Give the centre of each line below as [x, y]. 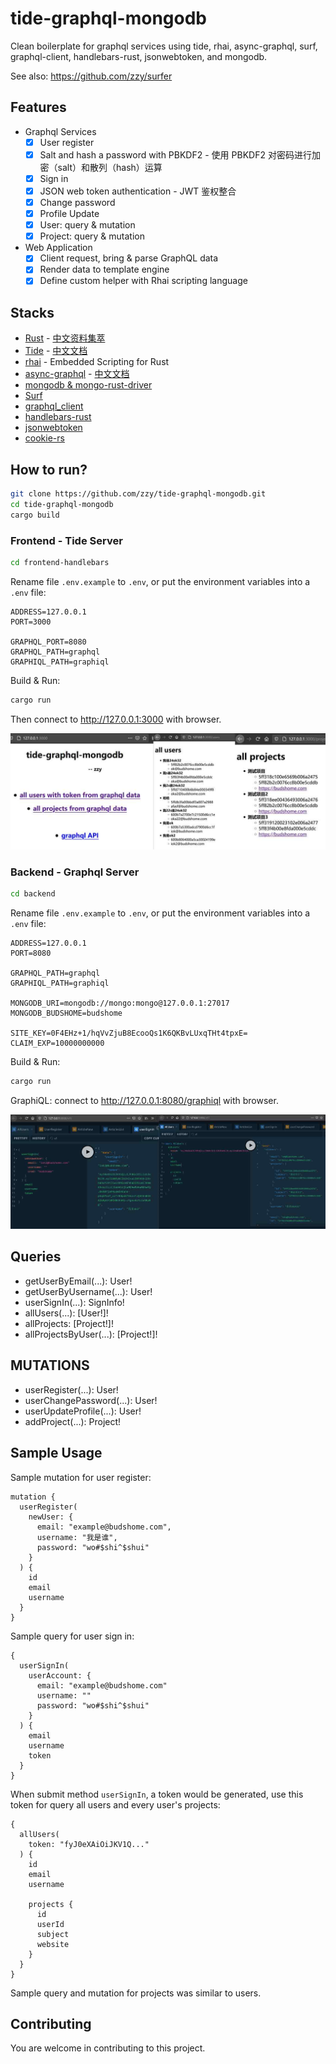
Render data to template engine [104, 269]
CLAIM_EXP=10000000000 [57, 1043]
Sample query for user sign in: [72, 1636]
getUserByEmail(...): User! [78, 1281]
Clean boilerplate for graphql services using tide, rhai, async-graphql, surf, [164, 46]
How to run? [49, 469]
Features [38, 107]
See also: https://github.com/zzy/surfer [91, 76]
